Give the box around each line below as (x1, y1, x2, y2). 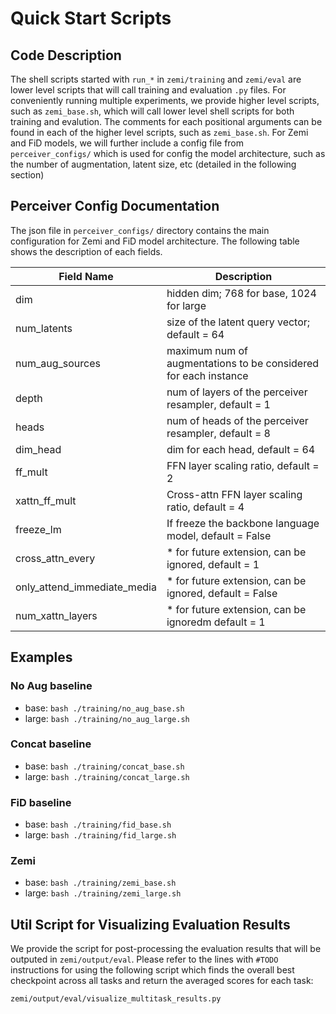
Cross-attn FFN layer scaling (166, 487, 303, 501)
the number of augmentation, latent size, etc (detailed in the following (10, 158, 297, 170)
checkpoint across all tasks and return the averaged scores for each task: (10, 975, 314, 987)
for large (166, 298, 207, 312)
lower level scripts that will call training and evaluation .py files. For (10, 84, 287, 96)
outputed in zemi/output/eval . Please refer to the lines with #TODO (10, 953, 279, 966)
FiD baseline (10, 795, 72, 809)
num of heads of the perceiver (166, 413, 309, 427)
